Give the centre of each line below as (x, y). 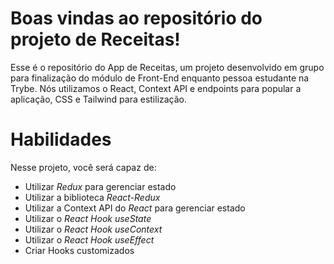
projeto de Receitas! (95, 39)
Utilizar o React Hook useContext (93, 229)
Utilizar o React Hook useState (88, 218)
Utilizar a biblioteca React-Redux (92, 197)
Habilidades (61, 139)
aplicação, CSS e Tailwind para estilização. (99, 99)
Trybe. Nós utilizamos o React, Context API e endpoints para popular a (156, 88)
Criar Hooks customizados (79, 250)
